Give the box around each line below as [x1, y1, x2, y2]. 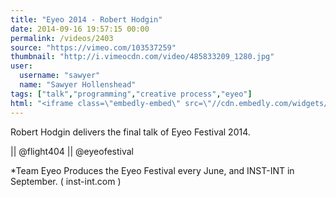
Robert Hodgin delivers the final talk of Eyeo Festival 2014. [10, 126, 251, 138]
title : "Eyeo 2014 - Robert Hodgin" [10, 14, 163, 25]
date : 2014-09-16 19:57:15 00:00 [10, 24, 150, 34]
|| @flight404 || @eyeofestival [10, 145, 134, 157]
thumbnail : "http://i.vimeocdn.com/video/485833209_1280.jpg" [10, 52, 275, 62]
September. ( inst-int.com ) [10, 175, 122, 187]
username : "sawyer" [19, 71, 101, 81]
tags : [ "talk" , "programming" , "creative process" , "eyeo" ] [10, 89, 253, 99]
